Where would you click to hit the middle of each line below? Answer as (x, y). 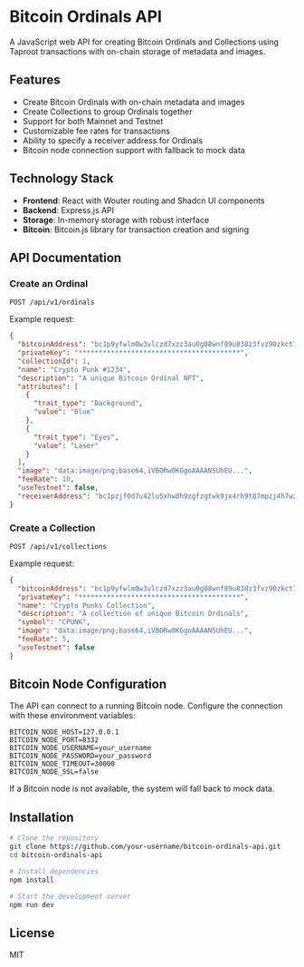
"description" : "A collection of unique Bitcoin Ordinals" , (133, 614)
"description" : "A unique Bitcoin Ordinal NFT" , (111, 378)
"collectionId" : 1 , (54, 361)
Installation (42, 817)
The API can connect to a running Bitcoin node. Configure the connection (146, 706)
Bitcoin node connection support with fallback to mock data (134, 150)
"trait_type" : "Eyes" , (76, 437)
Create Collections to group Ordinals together (107, 112)
